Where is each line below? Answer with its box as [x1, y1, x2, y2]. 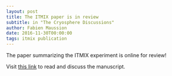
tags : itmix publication [6, 36, 67, 42]
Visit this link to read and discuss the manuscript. [6, 63, 125, 70]
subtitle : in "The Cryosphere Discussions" [6, 19, 115, 25]
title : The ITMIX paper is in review [6, 14, 99, 20]
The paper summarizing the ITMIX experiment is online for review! [6, 52, 167, 58]
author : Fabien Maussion [6, 25, 67, 31]
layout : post [6, 8, 38, 15]
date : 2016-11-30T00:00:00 [6, 30, 72, 36]
